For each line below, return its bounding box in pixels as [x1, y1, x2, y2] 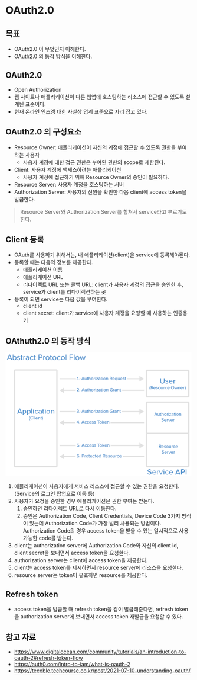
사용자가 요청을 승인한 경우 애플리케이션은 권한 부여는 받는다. [14, 498, 155, 505]
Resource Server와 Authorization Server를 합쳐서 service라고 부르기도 [19, 208, 187, 215]
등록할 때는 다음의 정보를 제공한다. [14, 259, 93, 266]
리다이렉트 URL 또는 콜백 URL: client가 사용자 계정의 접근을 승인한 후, [22, 281, 183, 288]
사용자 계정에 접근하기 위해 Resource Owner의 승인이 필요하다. [22, 173, 169, 181]
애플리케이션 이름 [22, 266, 63, 273]
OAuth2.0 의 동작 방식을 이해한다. [14, 53, 93, 60]
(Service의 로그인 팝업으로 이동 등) [14, 490, 95, 498]
